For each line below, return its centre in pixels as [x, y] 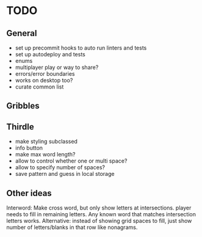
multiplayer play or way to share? [57, 67]
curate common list [39, 87]
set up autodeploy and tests [50, 54]
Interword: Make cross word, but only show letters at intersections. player [99, 208]
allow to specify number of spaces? [60, 167]
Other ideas [29, 193]
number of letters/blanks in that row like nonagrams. [72, 227]
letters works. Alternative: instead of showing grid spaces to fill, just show [99, 221]
